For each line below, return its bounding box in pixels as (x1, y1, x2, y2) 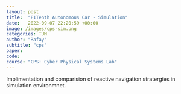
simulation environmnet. (6, 81, 66, 89)
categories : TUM (6, 31, 47, 37)
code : (6, 53, 20, 59)
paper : (6, 48, 23, 54)
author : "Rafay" (6, 37, 47, 43)
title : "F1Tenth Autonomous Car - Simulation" (6, 14, 129, 20)
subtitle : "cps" (6, 43, 47, 48)
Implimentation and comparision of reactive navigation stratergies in (6, 75, 176, 83)
